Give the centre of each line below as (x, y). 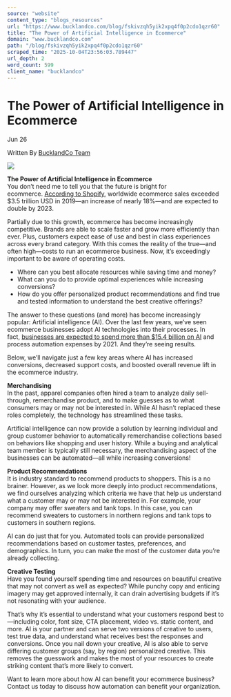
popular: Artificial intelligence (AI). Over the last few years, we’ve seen (107, 322)
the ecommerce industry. (43, 372)
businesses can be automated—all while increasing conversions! (99, 458)
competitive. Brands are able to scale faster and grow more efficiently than (113, 230)
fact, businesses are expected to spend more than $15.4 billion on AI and (111, 337)
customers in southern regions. (52, 523)
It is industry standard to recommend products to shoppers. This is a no (109, 478)
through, (19, 400)
